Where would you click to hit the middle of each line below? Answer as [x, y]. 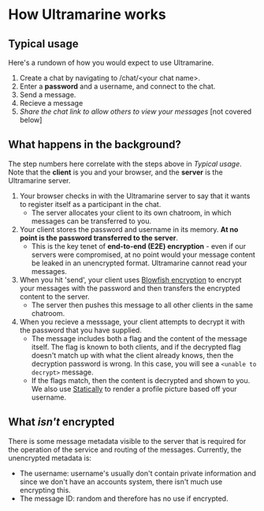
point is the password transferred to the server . [99, 238]
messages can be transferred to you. [91, 221]
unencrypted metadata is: [50, 458]
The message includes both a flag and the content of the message [139, 338]
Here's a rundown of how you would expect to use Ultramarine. [111, 62]
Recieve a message [51, 103]
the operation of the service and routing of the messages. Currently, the [125, 449]
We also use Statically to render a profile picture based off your [134, 389]
